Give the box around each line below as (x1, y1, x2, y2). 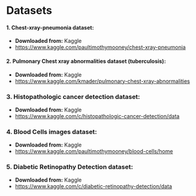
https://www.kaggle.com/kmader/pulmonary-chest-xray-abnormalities (14, 77, 190, 84)
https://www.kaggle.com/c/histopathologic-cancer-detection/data (14, 112, 180, 119)
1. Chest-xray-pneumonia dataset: (6, 24, 95, 31)
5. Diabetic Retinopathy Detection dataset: (6, 163, 133, 171)
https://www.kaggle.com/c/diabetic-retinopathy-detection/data (14, 183, 172, 190)
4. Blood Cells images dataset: (6, 127, 98, 136)
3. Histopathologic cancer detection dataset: (6, 92, 141, 101)
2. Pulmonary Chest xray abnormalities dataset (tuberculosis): (6, 57, 166, 65)
